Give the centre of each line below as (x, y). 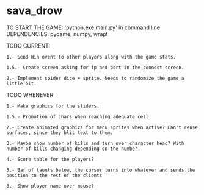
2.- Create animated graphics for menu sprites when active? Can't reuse (102, 127)
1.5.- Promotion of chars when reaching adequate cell (78, 116)
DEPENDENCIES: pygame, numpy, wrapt (57, 34)
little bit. (21, 83)
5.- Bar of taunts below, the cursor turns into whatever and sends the (101, 170)
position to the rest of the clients (54, 175)
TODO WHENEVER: (31, 94)
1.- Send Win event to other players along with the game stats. (91, 57)
